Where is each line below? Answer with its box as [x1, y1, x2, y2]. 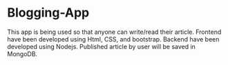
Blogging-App [7, 5, 90, 21]
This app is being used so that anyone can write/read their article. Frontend [7, 28, 222, 36]
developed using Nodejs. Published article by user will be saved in [7, 42, 196, 50]
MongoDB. [7, 50, 38, 58]
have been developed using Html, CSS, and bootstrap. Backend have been [7, 35, 220, 43]
